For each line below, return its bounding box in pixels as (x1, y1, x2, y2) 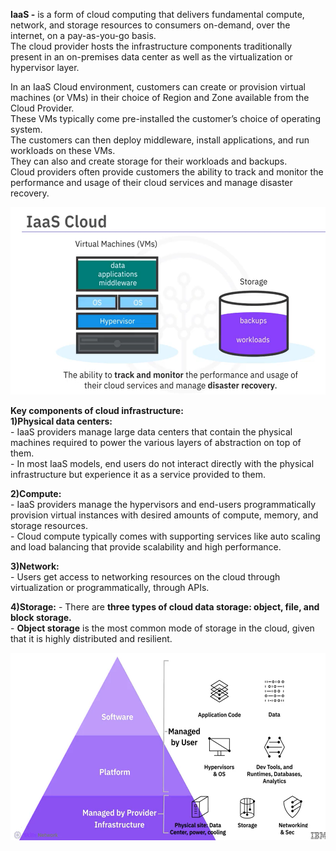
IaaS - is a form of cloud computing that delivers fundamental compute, (10, 9, 305, 20)
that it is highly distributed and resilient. (10, 633, 173, 644)
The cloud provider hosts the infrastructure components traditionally (10, 40, 293, 52)
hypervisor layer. (10, 62, 80, 73)
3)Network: (10, 560, 60, 572)
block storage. (10, 612, 72, 623)
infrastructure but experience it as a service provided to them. (10, 469, 267, 480)
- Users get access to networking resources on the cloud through (10, 571, 281, 583)
